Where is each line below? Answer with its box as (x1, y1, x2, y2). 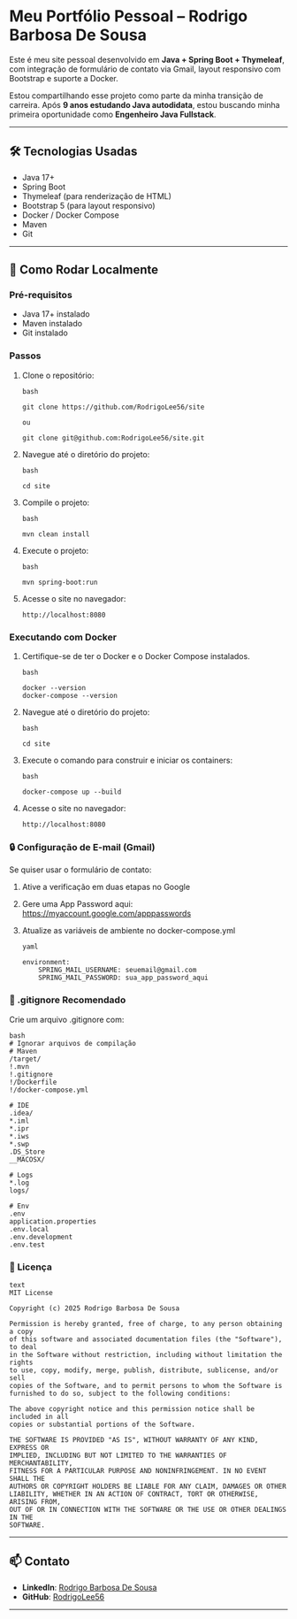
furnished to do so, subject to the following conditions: (9, 1389, 232, 1398)
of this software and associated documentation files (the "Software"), (9, 1334, 283, 1344)
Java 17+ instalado (21, 309, 90, 319)
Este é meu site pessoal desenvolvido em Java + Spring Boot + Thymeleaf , (9, 54, 286, 65)
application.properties (9, 1216, 97, 1226)
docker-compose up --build (21, 787, 122, 797)
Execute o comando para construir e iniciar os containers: (21, 755, 232, 766)
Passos (9, 349, 42, 362)
